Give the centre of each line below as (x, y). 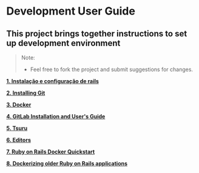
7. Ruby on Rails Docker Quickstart (51, 152)
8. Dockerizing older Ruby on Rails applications (67, 163)
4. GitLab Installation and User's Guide (56, 116)
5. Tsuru (17, 128)
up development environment (63, 43)
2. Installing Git (26, 93)
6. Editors (19, 140)
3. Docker (19, 105)
